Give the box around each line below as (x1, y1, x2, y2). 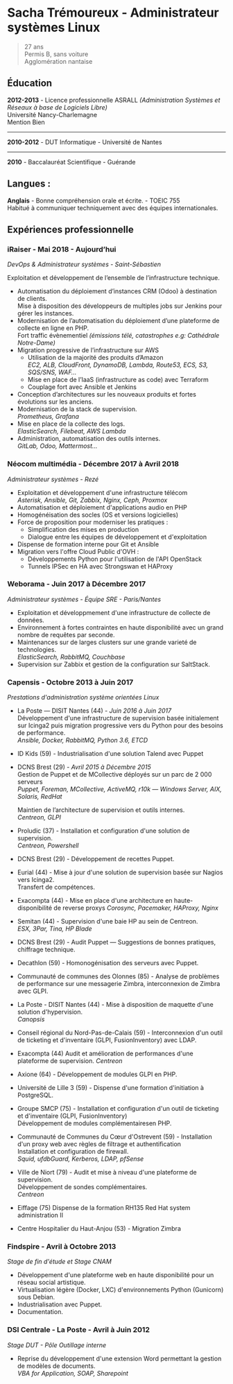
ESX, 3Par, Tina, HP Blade (17, 924, 92, 933)
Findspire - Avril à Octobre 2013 (7, 1242, 116, 1252)
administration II (17, 1211, 64, 1220)
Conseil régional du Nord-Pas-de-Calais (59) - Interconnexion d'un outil (17, 1028, 223, 1037)
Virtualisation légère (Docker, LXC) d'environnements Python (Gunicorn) (17, 1286, 224, 1294)
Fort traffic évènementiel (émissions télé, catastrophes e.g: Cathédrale (17, 331, 220, 340)
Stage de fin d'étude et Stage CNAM (7, 1257, 112, 1266)
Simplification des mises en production (27, 525, 139, 533)
